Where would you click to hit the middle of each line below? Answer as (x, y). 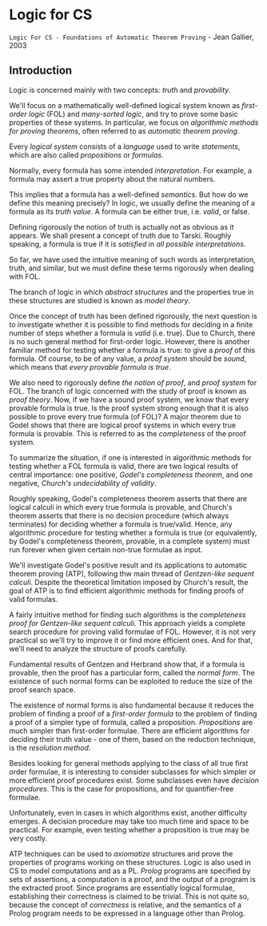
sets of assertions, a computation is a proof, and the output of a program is (133, 879)
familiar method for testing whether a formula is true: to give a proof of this (132, 350)
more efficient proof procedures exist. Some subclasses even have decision (134, 780)
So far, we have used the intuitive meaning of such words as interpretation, (133, 259)
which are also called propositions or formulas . (86, 154)
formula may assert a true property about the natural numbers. (112, 178)
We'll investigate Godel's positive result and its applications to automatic (128, 565)
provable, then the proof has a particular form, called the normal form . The (132, 672)
